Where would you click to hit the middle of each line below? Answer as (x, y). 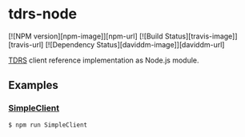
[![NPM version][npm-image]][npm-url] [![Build (86, 36)
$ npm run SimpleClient (48, 125)
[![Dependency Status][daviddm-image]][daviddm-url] (135, 44)
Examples (33, 85)
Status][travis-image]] (201, 36)
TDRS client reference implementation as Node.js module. (104, 60)
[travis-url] (26, 44)
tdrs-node (43, 14)
